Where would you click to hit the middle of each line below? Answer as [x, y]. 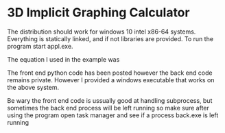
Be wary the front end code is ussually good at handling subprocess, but [110, 100]
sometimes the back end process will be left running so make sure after [108, 108]
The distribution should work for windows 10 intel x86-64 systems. [102, 32]
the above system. [33, 87]
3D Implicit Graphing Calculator [98, 13]
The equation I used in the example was [63, 59]
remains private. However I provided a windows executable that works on [111, 80]
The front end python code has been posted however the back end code [110, 73]
